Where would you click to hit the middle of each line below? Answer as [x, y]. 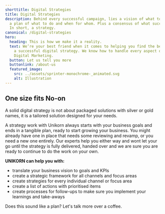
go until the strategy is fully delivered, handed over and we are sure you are [82, 146]
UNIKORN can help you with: [35, 161]
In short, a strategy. [33, 28]
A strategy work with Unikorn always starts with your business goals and [79, 125]
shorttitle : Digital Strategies [38, 10]
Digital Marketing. [34, 55]
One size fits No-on [35, 98]
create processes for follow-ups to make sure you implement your [79, 191]
